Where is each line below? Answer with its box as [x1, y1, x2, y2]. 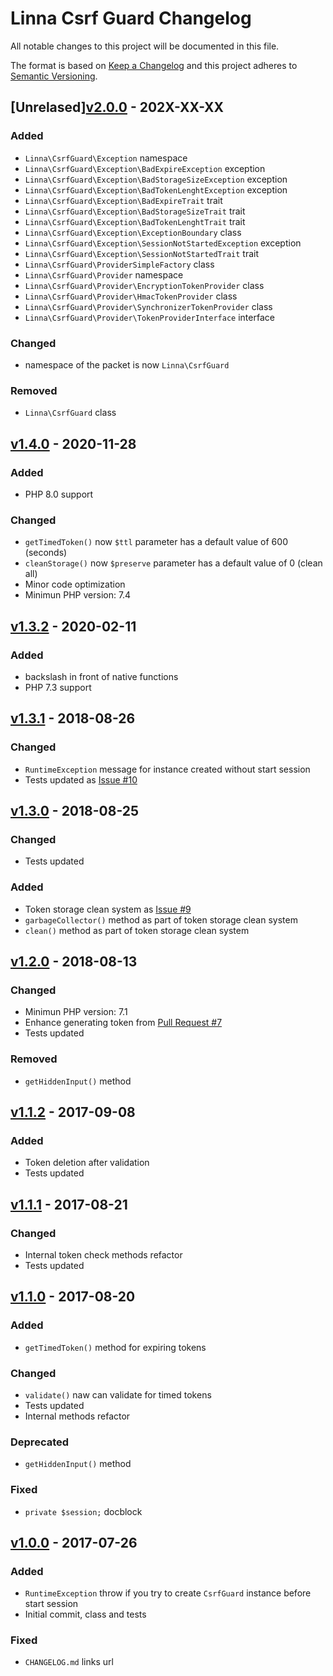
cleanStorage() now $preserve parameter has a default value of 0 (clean [24, 557, 323, 569]
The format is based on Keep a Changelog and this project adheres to [10, 59, 298, 71]
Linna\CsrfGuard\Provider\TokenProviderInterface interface [24, 311, 275, 323]
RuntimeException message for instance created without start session [24, 763, 311, 775]
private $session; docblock [24, 1505, 143, 1517]
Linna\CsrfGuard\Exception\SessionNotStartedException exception [24, 237, 302, 249]
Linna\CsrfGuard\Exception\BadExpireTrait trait [24, 194, 223, 206]
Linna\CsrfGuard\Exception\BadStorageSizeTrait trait [24, 205, 246, 217]
